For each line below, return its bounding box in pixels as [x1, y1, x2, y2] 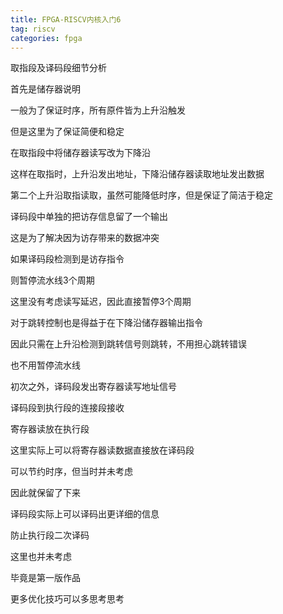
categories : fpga [10, 33, 83, 43]
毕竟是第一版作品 [10, 572, 81, 584]
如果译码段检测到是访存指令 [10, 253, 125, 265]
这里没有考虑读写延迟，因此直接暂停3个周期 [10, 296, 192, 308]
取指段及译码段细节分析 [10, 62, 107, 74]
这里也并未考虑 [10, 551, 72, 563]
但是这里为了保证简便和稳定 [10, 126, 125, 138]
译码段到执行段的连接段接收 [10, 402, 125, 414]
